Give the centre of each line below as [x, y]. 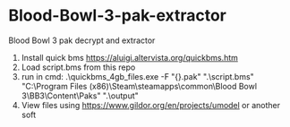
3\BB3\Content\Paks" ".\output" [80, 96]
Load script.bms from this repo [78, 67]
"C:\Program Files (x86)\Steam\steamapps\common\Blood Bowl [139, 86]
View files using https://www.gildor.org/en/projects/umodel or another [151, 105]
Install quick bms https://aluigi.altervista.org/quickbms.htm [130, 57]
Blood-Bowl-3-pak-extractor [118, 16]
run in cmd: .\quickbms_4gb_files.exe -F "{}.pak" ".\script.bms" [137, 76]
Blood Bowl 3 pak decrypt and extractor [82, 40]
